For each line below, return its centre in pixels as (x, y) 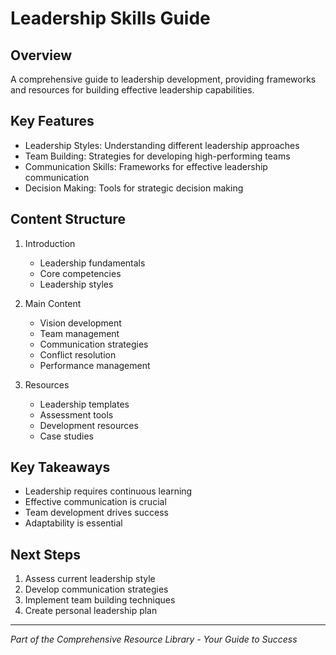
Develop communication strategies (96, 589)
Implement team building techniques (100, 600)
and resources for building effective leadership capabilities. (132, 90)
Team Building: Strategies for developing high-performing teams (157, 156)
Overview (41, 55)
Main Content (53, 303)
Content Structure (68, 219)
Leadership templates (84, 404)
